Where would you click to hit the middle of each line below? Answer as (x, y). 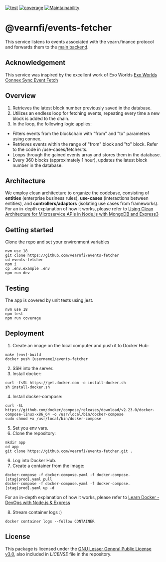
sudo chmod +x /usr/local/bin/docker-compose (53, 419)
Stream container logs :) (37, 512)
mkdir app (15, 442)
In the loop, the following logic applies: (52, 124)
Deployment (25, 333)
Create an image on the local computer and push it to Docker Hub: (81, 345)
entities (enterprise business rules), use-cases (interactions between (77, 198)
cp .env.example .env (28, 269)
